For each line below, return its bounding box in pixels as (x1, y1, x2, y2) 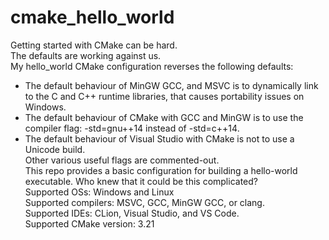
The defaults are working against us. (10, 49, 162, 61)
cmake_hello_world (10, 6, 175, 29)
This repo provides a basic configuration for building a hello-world (24, 164, 298, 176)
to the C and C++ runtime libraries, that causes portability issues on (24, 90, 305, 102)
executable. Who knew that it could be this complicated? (24, 175, 258, 187)
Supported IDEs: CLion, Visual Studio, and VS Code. (24, 207, 240, 219)
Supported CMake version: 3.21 (24, 217, 155, 230)
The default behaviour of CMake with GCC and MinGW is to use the (24, 111, 304, 123)
